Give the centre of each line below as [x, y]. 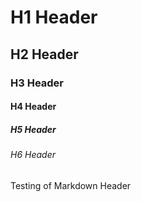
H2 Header [44, 54]
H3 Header [37, 83]
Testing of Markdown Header [71, 185]
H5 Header [33, 129]
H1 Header [54, 17]
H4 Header [33, 107]
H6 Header [33, 155]
